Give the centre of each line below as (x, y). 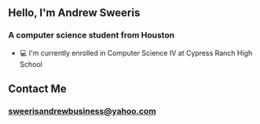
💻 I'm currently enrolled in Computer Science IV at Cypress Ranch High (136, 53)
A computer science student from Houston (92, 35)
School (31, 64)
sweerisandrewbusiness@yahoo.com (82, 111)
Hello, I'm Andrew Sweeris (74, 13)
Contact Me (37, 89)
